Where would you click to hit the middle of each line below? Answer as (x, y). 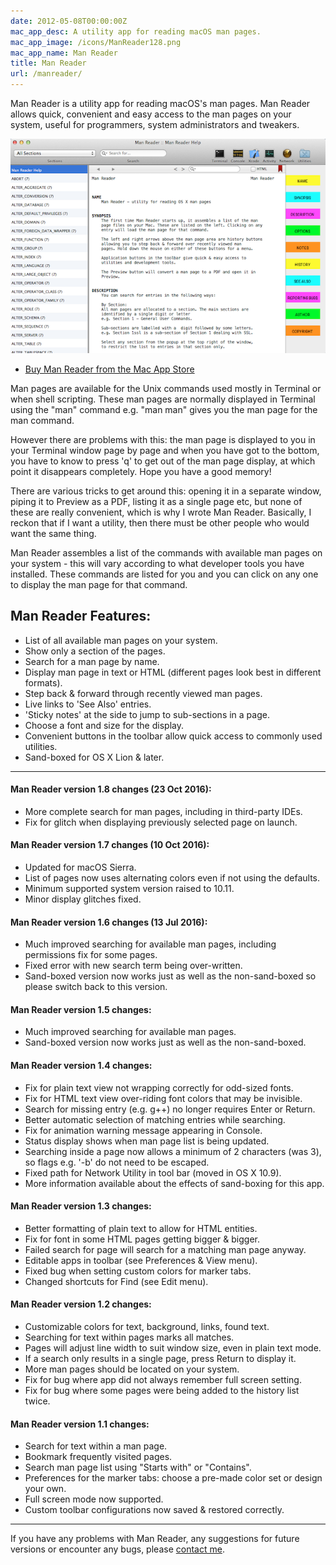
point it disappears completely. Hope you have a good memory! (141, 471)
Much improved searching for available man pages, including (150, 944)
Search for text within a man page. (96, 1446)
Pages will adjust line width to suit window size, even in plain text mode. (173, 1347)
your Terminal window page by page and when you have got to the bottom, (165, 450)
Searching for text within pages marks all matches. (129, 1337)
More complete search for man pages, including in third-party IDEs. (163, 811)
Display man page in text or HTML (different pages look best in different (173, 672)
